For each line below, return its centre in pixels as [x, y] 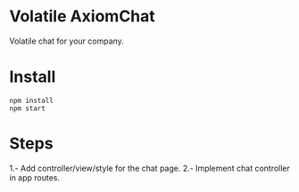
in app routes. [35, 177]
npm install [31, 100]
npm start [28, 108]
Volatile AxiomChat [83, 16]
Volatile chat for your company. [67, 41]
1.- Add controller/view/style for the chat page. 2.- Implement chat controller [149, 168]
